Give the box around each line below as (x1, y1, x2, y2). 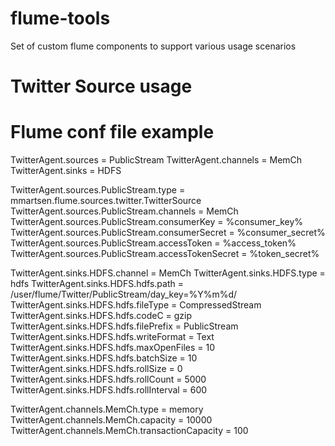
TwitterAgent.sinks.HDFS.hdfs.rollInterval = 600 (10, 384, 208, 396)
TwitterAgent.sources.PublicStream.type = (10, 184, 186, 196)
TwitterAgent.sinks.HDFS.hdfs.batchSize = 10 (10, 352, 198, 364)
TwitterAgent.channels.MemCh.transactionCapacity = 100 (10, 425, 249, 437)
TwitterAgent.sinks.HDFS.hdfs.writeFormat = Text (10, 331, 215, 343)
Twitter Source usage (10, 75, 193, 98)
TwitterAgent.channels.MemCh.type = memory (10, 403, 204, 416)
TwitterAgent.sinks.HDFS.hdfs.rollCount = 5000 (10, 373, 207, 386)
